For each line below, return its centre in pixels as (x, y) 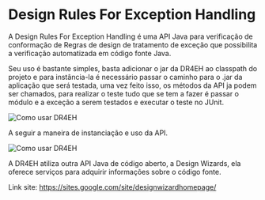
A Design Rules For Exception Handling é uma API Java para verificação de (131, 36)
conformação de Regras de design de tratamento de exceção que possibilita (133, 44)
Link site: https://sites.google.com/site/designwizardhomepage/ (112, 187)
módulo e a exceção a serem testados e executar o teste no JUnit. (116, 102)
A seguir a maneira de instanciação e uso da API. (88, 133)
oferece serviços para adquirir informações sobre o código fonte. (115, 172)
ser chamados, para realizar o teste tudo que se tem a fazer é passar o (124, 93)
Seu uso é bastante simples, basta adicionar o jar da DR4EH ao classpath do (133, 68)
